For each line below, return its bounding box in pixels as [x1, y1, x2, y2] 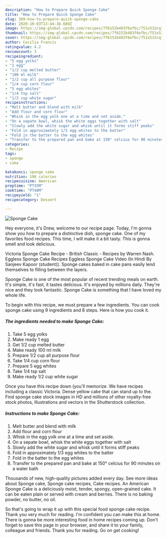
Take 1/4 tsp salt [12, 368, 46, 374]
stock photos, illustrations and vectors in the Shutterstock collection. [5, 399, 146, 405]
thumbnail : [5, 30, 28, 35]
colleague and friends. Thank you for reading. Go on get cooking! [5, 527, 139, 533]
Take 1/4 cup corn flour [12, 357, 61, 363]
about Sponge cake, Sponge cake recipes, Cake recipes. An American [5, 480, 149, 487]
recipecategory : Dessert [5, 197, 57, 202]
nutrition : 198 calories [5, 174, 57, 179]
